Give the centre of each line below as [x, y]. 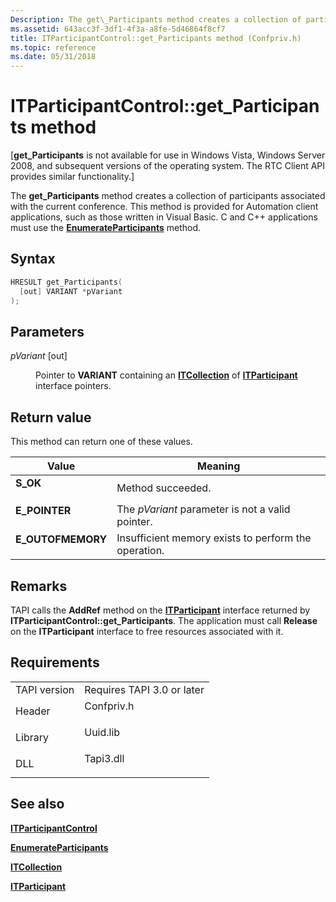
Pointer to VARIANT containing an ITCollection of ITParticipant [166, 375]
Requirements [55, 662]
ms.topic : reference [53, 47]
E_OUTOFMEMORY [61, 539]
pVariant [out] [39, 356]
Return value [51, 417]
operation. [140, 551]
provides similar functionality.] [72, 177]
